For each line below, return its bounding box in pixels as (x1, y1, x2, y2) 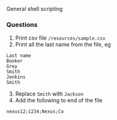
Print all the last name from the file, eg (15, 41, 112, 48)
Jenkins (6, 74, 26, 80)
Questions (6, 20, 38, 29)
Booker (6, 58, 23, 64)
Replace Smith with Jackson (15, 90, 84, 97)
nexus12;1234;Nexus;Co (6, 108, 64, 115)
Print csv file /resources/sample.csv (15, 34, 105, 42)
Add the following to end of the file (15, 97, 102, 104)
